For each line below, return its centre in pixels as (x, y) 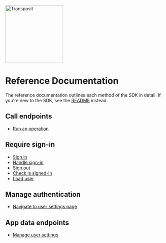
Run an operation (31, 129)
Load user (23, 178)
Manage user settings (35, 235)
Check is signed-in (32, 173)
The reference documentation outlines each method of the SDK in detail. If (83, 95)
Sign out (21, 168)
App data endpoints (37, 222)
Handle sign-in (28, 162)
